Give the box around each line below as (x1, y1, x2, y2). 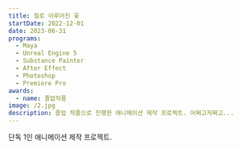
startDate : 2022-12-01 (8, 19, 84, 27)
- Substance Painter (15, 57, 84, 65)
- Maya (15, 42, 38, 50)
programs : (8, 34, 42, 43)
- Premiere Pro (15, 79, 67, 87)
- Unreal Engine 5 (15, 49, 78, 57)
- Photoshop (15, 72, 56, 80)
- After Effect (15, 64, 67, 72)
